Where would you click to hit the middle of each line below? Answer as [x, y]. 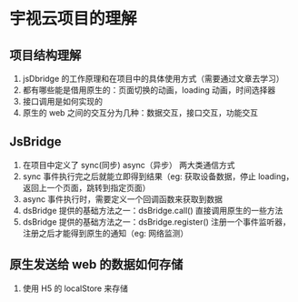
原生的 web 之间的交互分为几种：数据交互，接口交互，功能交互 [140, 113]
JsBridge [35, 142]
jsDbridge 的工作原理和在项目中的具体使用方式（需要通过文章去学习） [153, 79]
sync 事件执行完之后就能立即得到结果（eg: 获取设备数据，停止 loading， [158, 176]
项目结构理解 [45, 55]
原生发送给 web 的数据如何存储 [96, 265]
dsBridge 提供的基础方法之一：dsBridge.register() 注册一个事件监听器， [156, 221]
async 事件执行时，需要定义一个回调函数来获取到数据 [123, 199]
